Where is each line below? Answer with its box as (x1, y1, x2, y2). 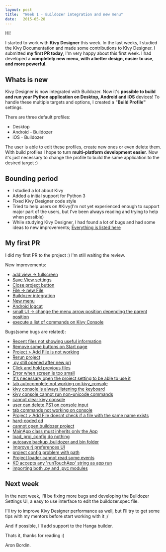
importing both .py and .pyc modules (12, 465, 88, 471)
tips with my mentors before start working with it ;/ (5, 513, 109, 519)
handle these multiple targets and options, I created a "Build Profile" (5, 99, 146, 105)
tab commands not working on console (12, 407, 93, 413)
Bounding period (5, 174, 58, 183)
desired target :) (5, 160, 38, 166)
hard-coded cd (12, 418, 44, 424)
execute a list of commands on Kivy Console (12, 319, 104, 325)
